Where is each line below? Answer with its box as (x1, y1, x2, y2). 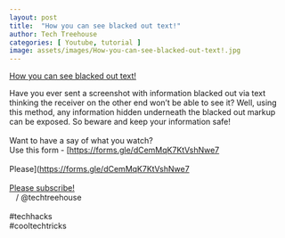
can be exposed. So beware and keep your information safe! (9, 117, 232, 127)
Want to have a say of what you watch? (9, 135, 153, 146)
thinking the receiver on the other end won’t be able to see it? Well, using (9, 97, 278, 108)
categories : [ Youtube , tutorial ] (9, 37, 142, 47)
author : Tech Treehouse (9, 29, 98, 38)
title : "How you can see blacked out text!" (9, 21, 181, 30)
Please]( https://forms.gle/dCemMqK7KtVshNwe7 (9, 164, 190, 175)
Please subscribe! (9, 183, 76, 193)
